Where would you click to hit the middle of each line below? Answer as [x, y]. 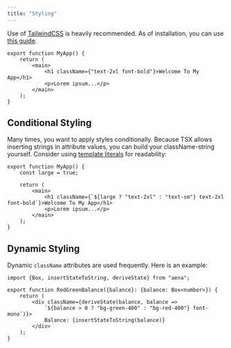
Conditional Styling [49, 123]
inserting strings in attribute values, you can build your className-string [111, 147]
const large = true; [49, 173]
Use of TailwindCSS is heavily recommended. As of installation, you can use [115, 33]
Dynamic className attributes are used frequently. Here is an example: [108, 265]
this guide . [22, 40]
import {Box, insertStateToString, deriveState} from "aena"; [99, 278]
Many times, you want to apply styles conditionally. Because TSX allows [110, 140]
